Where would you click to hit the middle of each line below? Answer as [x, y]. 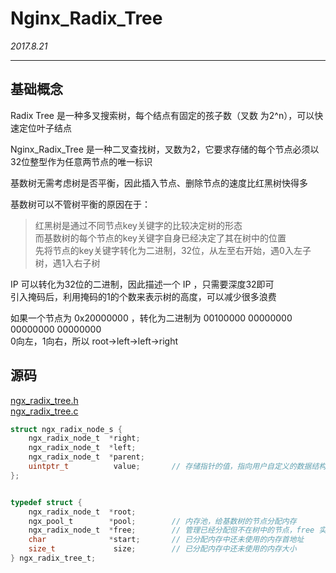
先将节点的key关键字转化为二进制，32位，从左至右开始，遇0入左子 [173, 250]
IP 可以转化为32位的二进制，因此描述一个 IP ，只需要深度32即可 [142, 284]
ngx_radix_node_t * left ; [82, 448]
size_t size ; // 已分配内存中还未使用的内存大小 [162, 549]
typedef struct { [46, 502]
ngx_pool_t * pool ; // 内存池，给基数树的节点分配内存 [162, 521]
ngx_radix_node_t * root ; [82, 512]
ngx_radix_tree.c [44, 411]
